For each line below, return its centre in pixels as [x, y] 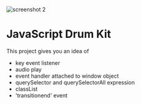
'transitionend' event [41, 95]
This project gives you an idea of [48, 51]
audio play [28, 69]
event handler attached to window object [67, 76]
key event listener [37, 63]
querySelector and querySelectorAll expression [75, 82]
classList [26, 89]
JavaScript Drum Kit [59, 34]
